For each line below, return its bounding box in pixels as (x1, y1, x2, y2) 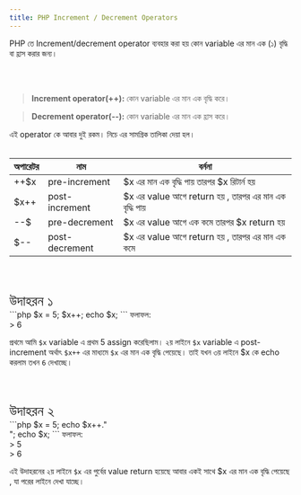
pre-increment (47, 175, 110, 188)
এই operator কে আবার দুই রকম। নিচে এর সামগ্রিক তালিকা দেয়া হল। (9, 128, 195, 139)
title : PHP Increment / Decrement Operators (9, 13, 178, 22)
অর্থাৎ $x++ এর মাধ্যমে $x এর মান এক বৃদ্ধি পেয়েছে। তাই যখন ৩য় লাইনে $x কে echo (48, 347, 280, 358)
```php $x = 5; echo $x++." (9, 419, 107, 429)
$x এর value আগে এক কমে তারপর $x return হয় (123, 216, 286, 228)
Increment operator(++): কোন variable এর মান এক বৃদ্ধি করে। (30, 93, 230, 103)
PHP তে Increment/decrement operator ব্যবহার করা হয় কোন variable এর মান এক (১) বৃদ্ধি (9, 38, 288, 49)
